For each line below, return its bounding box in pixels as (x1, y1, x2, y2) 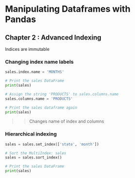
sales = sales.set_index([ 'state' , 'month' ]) (5, 142, 99, 147)
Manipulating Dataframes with (5, 3, 131, 15)
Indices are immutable (5, 46, 50, 52)
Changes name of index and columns (29, 118, 104, 124)
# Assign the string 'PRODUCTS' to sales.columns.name (5, 91, 119, 96)
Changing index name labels (5, 58, 74, 65)
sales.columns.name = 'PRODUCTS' (5, 96, 73, 101)
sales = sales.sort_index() (5, 155, 62, 160)
